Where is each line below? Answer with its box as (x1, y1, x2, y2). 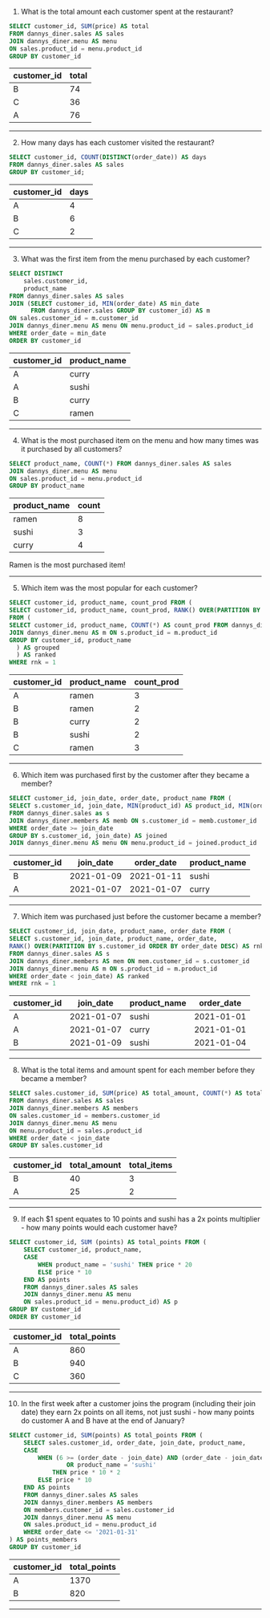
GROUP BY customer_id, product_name (9, 636, 131, 644)
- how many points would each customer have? (20, 1223, 178, 1233)
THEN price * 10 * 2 (51, 1469, 121, 1477)
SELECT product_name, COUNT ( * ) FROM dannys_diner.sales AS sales (9, 459, 232, 468)
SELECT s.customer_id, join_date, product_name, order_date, (9, 935, 218, 943)
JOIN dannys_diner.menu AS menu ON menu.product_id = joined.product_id (9, 839, 257, 848)
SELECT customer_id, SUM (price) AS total (9, 22, 150, 30)
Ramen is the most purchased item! (9, 560, 127, 570)
